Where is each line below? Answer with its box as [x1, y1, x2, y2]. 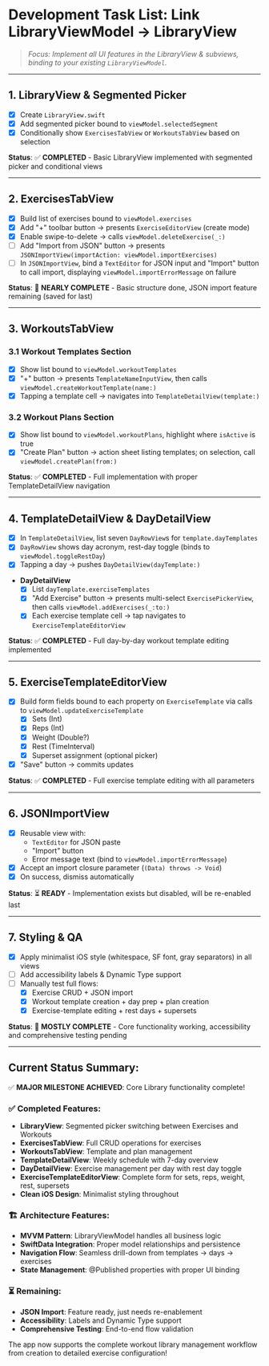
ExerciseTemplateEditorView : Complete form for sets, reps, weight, [19, 1173, 246, 1182]
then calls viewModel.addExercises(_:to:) [31, 602, 171, 612]
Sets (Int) [31, 714, 62, 724]
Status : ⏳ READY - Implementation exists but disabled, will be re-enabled [8, 888, 251, 898]
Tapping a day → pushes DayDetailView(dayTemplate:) [19, 560, 201, 570]
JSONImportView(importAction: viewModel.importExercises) [19, 251, 218, 259]
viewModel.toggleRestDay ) [19, 551, 106, 561]
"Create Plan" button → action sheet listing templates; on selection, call [19, 448, 255, 457]
